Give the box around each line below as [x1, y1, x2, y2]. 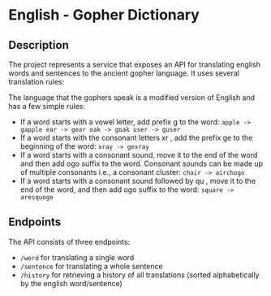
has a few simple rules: [8, 102, 85, 111]
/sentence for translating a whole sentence [19, 261, 164, 271]
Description [8, 38, 69, 52]
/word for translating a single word [19, 252, 135, 262]
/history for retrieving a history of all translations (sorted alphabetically [19, 270, 260, 280]
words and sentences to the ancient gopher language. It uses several [8, 68, 239, 78]
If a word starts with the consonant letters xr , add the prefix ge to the [19, 133, 253, 142]
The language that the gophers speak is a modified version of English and [8, 93, 256, 102]
